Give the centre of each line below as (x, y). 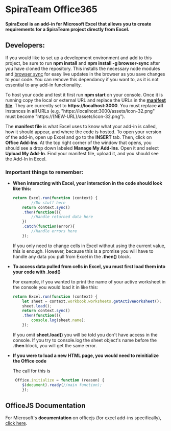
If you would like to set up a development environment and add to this (79, 58)
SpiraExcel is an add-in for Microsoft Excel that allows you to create (78, 23)
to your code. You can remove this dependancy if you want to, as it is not (82, 79)
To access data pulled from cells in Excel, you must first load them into (89, 266)
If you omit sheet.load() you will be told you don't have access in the (85, 334)
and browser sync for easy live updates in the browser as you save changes (85, 74)
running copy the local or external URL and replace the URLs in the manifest (86, 100)
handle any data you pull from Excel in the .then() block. (72, 256)
